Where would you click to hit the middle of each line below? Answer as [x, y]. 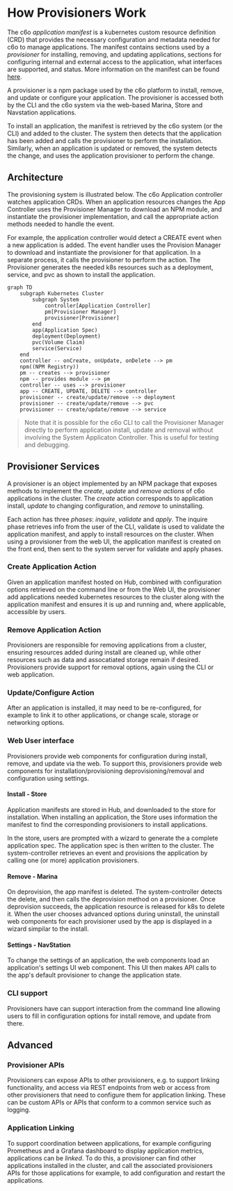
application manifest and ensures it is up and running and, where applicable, [116, 604]
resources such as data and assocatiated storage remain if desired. [104, 660]
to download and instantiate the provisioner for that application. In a [104, 252]
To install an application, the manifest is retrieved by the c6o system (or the [115, 126]
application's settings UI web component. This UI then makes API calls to [112, 968]
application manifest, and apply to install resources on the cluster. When [111, 534]
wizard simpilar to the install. [48, 929]
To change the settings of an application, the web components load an [108, 960]
